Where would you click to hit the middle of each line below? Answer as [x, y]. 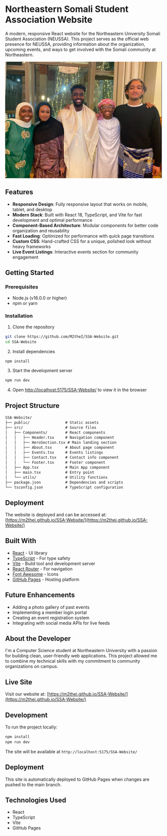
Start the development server [42, 371]
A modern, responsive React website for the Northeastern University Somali [83, 33]
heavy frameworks [32, 246]
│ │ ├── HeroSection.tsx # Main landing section [61, 443]
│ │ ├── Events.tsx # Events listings [54, 453]
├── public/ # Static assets [52, 423]
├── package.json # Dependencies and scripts [64, 483]
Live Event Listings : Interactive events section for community [75, 252]
